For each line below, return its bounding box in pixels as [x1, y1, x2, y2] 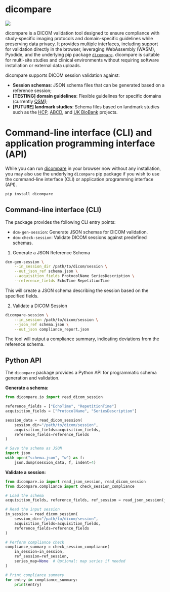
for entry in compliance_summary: [5, 577, 78, 582]
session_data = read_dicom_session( [5, 418, 82, 423]
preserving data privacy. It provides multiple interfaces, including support [5, 41, 158, 47]
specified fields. [5, 292, 39, 299]
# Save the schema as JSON [5, 446, 62, 451]
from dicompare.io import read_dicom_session [5, 395, 103, 400]
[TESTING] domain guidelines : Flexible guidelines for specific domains [12, 93, 161, 99]
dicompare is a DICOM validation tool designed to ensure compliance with [5, 29, 160, 36]
